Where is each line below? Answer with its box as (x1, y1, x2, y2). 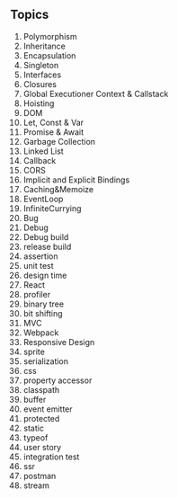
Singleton (22, 59, 59, 70)
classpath (22, 384, 60, 395)
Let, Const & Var (22, 117, 85, 128)
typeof (22, 431, 49, 443)
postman (22, 470, 57, 481)
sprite (22, 346, 46, 357)
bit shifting (22, 307, 63, 318)
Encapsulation (22, 49, 76, 61)
